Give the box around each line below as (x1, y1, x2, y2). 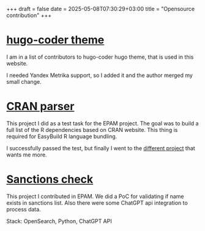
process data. (6, 205, 41, 213)
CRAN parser (6, 100, 75, 114)
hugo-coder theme (6, 33, 105, 47)
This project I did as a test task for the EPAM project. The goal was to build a (6, 119, 199, 127)
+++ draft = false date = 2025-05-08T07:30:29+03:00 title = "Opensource (6, 5, 195, 12)
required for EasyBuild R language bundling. (6, 133, 117, 140)
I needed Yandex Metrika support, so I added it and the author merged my (6, 71, 193, 79)
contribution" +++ (6, 12, 52, 19)
